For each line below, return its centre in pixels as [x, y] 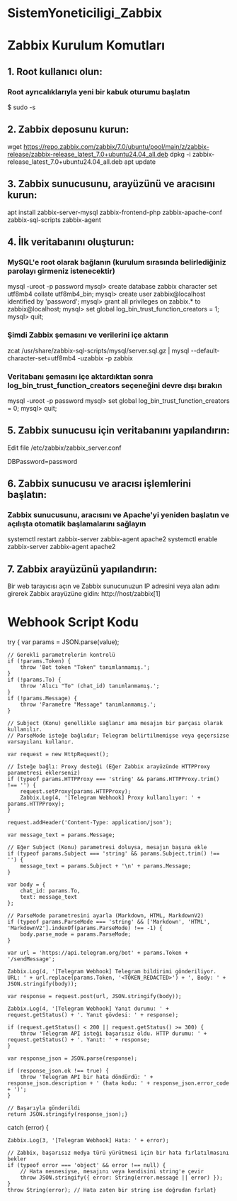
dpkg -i [180, 154]
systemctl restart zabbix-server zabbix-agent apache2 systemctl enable [112, 539]
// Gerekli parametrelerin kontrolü [61, 655]
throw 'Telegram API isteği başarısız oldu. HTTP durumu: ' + [114, 1034]
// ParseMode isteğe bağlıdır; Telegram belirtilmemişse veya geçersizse [118, 736]
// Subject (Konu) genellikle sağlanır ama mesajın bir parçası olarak [115, 724]
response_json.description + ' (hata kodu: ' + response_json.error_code [118, 1083]
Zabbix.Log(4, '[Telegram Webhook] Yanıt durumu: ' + [88, 1009]
